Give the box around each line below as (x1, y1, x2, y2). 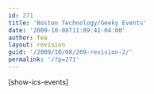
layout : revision (8, 41, 66, 49)
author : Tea (8, 33, 48, 42)
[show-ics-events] (8, 77, 69, 87)
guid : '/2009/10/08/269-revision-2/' (8, 48, 133, 56)
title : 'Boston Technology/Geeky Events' (8, 19, 148, 27)
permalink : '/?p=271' (8, 56, 80, 64)
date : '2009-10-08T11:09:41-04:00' (8, 26, 126, 34)
